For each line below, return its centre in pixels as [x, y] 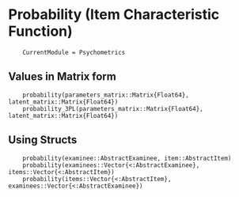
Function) [40, 31]
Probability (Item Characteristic [114, 15]
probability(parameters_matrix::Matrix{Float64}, [106, 95]
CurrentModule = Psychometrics [74, 52]
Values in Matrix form [62, 77]
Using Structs [43, 140]
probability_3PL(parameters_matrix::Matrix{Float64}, [113, 108]
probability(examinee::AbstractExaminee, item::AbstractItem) [127, 158]
